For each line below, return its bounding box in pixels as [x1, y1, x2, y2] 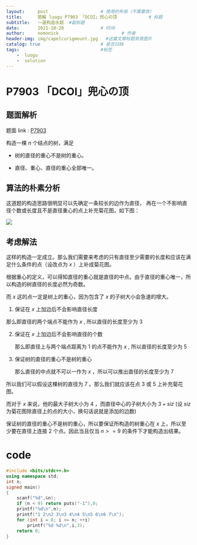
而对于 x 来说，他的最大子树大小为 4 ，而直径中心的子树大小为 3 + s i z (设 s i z [6, 401, 191, 408]
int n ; [6, 479, 22, 485]
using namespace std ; [6, 473, 59, 479]
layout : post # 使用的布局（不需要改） [6, 8, 154, 15]
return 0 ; [16, 528, 41, 534]
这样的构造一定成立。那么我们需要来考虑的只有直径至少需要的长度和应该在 [6, 254, 186, 261]
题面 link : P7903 [6, 127, 47, 134]
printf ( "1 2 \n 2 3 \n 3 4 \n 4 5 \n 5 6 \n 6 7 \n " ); [16, 512, 125, 517]
